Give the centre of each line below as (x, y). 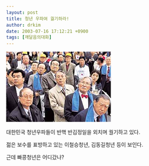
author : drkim (24, 25)
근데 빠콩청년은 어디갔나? (35, 157)
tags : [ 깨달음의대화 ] (29, 38)
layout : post (22, 12)
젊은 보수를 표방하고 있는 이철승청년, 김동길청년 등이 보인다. (75, 145)
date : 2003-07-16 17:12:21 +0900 (47, 31)
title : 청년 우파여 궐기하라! (38, 19)
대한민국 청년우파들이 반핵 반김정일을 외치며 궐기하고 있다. (73, 132)
